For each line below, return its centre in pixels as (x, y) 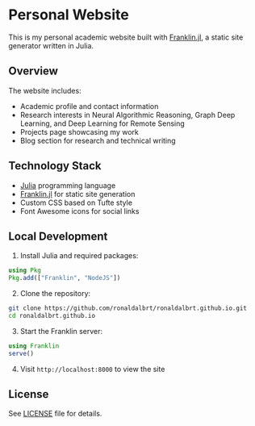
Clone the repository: (55, 294)
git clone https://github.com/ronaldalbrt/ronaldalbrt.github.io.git (128, 308)
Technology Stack (55, 166)
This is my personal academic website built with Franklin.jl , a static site (126, 37)
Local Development (58, 236)
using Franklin (34, 346)
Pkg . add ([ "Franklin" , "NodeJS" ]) (65, 278)
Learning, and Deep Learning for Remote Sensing (102, 123)
